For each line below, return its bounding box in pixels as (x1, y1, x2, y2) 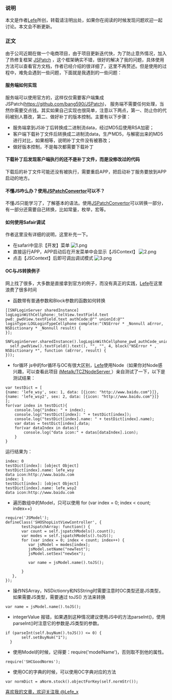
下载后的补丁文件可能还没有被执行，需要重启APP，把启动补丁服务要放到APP (5, 169, 167, 174)
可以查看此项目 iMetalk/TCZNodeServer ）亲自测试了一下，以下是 (26, 368, 165, 375)
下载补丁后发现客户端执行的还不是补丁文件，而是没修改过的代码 (5, 156, 140, 162)
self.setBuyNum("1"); (21, 635, 68, 640)
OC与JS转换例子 (5, 268, 40, 274)
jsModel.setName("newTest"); (28, 546, 91, 552)
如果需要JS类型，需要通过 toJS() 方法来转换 (12, 594, 106, 600)
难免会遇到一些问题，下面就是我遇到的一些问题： (18, 69, 122, 75)
